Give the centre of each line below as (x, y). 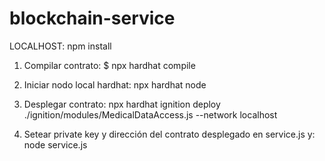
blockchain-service (92, 18)
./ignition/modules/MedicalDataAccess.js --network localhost (150, 114)
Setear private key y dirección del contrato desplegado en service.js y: (169, 134)
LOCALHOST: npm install (60, 46)
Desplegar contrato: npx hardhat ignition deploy (122, 104)
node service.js (55, 144)
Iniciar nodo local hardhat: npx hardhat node (115, 84)
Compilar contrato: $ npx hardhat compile (109, 65)
